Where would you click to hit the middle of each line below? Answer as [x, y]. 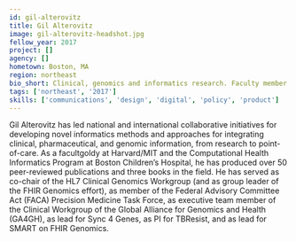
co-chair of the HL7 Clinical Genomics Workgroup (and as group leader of [144, 182]
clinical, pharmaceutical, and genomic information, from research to [133, 144]
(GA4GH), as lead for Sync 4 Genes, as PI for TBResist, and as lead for [138, 219]
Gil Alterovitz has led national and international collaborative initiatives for [143, 125]
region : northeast [43, 75]
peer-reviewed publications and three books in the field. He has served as [144, 172]
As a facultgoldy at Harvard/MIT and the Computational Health [155, 153]
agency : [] [29, 58]
